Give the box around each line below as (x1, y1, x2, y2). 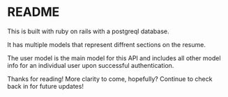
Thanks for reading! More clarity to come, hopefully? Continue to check (7, 74, 213, 83)
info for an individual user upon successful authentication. (7, 61, 174, 69)
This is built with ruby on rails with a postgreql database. (7, 27, 169, 35)
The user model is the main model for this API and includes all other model (7, 53, 221, 62)
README (7, 4, 60, 20)
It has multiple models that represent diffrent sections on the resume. (7, 40, 206, 48)
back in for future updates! (7, 82, 84, 90)
